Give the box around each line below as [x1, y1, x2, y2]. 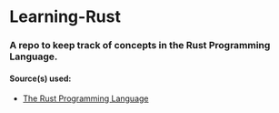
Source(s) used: [9, 73, 72, 84]
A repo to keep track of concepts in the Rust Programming [9, 39, 271, 52]
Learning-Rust [9, 6, 121, 27]
